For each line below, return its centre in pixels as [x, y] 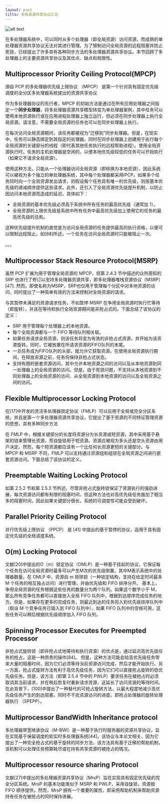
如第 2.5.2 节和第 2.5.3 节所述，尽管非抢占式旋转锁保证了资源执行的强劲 [79, 488]
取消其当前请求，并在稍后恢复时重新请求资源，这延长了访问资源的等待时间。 [84, 683]
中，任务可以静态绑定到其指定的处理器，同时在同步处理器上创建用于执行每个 [84, 139]
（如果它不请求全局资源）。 [32, 158]
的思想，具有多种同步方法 [31, 424]
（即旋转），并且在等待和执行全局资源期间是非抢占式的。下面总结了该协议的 [83, 309]
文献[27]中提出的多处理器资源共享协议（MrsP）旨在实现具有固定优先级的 [80, 777]
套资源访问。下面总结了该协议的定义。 [44, 459]
